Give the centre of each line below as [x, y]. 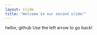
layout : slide [20, 9]
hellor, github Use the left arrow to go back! [49, 27]
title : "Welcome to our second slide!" [46, 14]
